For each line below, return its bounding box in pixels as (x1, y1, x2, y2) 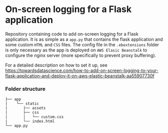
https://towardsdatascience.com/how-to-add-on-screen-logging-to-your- (5, 67, 159, 74)
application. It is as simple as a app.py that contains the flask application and (5, 36, 163, 42)
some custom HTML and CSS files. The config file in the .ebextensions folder (5, 41, 159, 47)
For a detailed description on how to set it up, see (5, 62, 108, 68)
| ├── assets (5, 106, 46, 111)
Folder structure (5, 85, 46, 92)
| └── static (5, 101, 39, 106)
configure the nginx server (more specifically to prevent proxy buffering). (5, 52, 156, 58)
